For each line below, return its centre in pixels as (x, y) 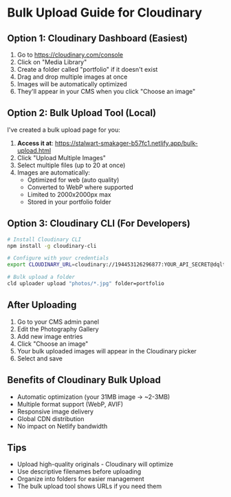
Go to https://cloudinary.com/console (70, 55)
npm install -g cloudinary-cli (52, 246)
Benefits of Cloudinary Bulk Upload (84, 380)
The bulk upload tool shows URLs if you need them (89, 486)
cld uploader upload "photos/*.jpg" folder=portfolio (86, 284)
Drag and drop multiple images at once (72, 77)
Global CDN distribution (51, 418)
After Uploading (42, 305)
